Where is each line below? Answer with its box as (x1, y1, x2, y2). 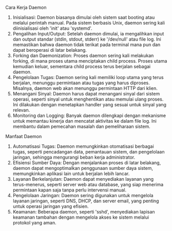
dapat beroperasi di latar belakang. (12, 47, 87, 53)
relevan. (12, 107, 30, 113)
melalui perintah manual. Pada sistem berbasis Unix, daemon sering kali (12, 20, 165, 26)
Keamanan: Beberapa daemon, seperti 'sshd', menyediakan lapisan (12, 209, 155, 215)
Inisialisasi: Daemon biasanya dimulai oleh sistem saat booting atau (12, 14, 155, 20)
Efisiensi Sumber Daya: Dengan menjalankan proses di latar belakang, (12, 160, 161, 166)
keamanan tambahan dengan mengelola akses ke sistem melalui (12, 214, 149, 220)
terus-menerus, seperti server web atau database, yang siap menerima (12, 182, 164, 187)
